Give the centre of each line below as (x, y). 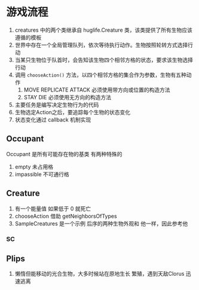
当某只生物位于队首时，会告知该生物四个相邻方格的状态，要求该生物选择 (104, 60)
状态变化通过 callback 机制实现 (53, 120)
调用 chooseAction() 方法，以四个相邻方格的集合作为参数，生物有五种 (100, 75)
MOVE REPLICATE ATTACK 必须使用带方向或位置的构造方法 (97, 90)
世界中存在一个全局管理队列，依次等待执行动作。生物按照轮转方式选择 (101, 45)
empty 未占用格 (34, 167)
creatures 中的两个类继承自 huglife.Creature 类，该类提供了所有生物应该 (104, 30)
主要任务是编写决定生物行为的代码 (57, 105)
